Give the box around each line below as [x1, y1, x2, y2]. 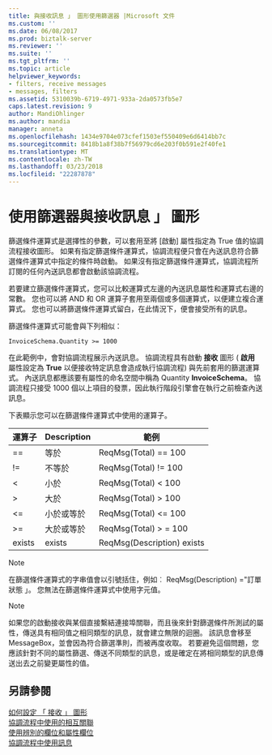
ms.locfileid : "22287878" [8, 170, 96, 178]
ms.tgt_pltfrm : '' [8, 58, 70, 66]
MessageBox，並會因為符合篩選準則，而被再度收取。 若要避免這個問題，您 [8, 637, 260, 647]
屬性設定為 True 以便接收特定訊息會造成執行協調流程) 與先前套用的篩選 [8, 362, 246, 372]
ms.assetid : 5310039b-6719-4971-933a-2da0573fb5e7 [8, 95, 183, 103]
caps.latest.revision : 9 [8, 102, 92, 110]
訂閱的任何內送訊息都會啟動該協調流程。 [8, 266, 143, 276]
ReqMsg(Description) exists [98, 537, 205, 548]
